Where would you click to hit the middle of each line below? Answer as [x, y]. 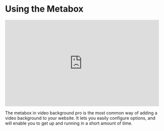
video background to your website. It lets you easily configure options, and [80, 118]
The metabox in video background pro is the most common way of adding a [81, 113]
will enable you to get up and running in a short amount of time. [69, 123]
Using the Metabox [44, 9]
